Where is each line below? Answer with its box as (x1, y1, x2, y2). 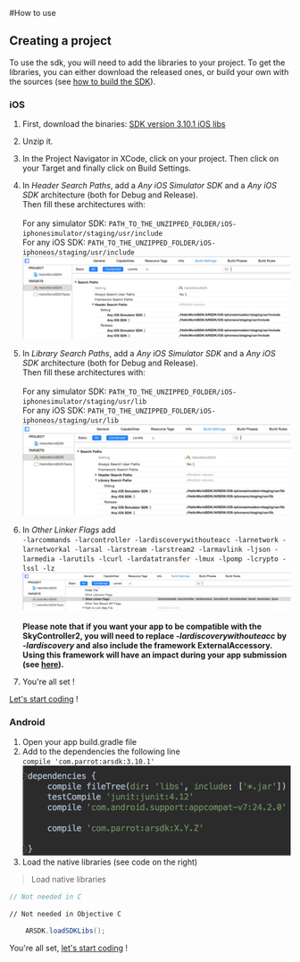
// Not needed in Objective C (9, 909, 122, 918)
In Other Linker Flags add (21, 524, 116, 535)
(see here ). (21, 659, 64, 670)
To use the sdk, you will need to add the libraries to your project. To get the (9, 57, 286, 68)
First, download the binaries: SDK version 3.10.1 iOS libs (21, 119, 226, 130)
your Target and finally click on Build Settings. (21, 163, 192, 173)
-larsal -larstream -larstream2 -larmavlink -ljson (74, 545, 271, 555)
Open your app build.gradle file (21, 736, 137, 747)
